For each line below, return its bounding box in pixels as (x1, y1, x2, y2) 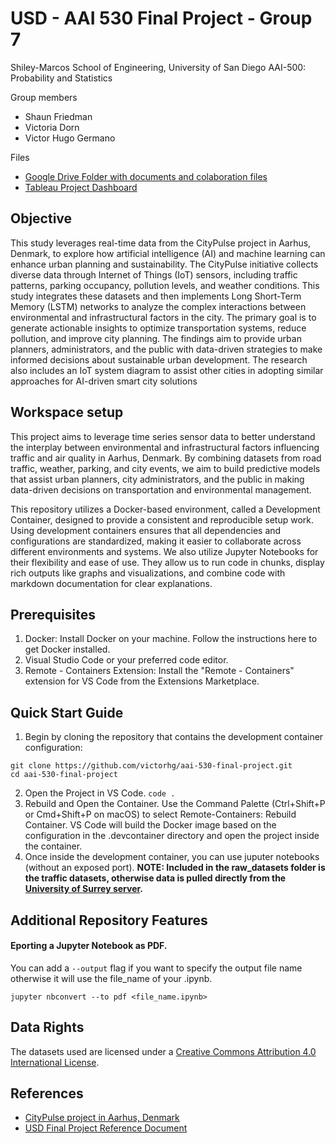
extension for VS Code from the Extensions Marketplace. (24, 675, 260, 687)
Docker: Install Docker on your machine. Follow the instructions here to (24, 633, 318, 645)
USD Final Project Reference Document (24, 1122, 188, 1134)
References (10, 1085, 84, 1102)
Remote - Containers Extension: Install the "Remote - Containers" (24, 665, 295, 677)
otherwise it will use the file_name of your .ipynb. (10, 972, 213, 984)
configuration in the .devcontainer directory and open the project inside (24, 830, 320, 842)
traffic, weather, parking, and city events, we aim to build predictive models (10, 462, 321, 474)
